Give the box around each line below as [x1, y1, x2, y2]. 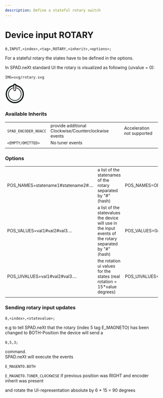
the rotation [97, 258, 121, 264]
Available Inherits [5, 111, 47, 117]
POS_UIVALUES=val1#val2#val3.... [7, 273, 77, 280]
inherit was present [5, 378, 44, 384]
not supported [124, 131, 153, 136]
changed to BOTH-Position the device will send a [5, 330, 103, 336]
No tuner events [50, 139, 82, 146]
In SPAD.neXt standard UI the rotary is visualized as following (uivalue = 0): [5, 64, 155, 70]
